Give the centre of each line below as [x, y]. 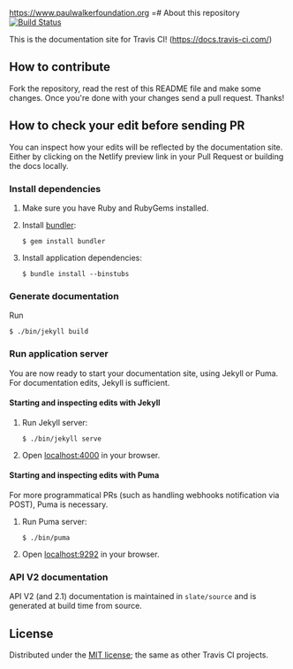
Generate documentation [64, 296]
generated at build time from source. [76, 606]
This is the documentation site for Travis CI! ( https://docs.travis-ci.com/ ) [140, 39]
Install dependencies [55, 188]
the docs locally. [39, 165]
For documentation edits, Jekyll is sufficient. [90, 382]
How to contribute [60, 67]
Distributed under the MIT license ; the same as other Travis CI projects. [139, 655]
